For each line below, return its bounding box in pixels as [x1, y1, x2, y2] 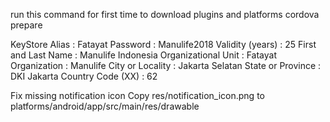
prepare [10, 19, 43, 31]
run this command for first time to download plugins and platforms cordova [10, 9, 320, 20]
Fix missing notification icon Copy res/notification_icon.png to [10, 90, 265, 101]
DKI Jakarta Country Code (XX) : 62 [10, 70, 158, 82]
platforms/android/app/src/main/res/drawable [10, 100, 200, 112]
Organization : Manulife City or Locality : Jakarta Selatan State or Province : [10, 60, 322, 71]
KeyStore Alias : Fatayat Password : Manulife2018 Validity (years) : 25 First [10, 39, 317, 50]
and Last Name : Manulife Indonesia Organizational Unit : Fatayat [10, 49, 277, 61]
